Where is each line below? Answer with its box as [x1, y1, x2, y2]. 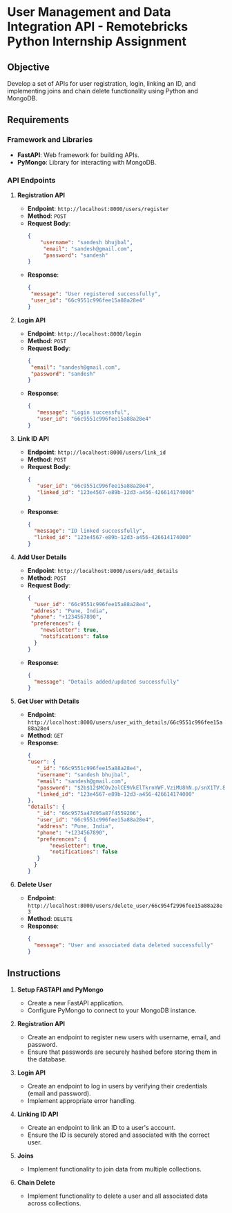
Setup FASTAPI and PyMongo [17, 985, 104, 994]
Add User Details [17, 553, 67, 561]
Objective [7, 61, 50, 73]
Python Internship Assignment [7, 34, 187, 49]
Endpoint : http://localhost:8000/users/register [27, 204, 169, 212]
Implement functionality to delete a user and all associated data [27, 1192, 209, 1201]
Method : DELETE [27, 914, 73, 922]
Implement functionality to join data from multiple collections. [27, 1165, 202, 1174]
